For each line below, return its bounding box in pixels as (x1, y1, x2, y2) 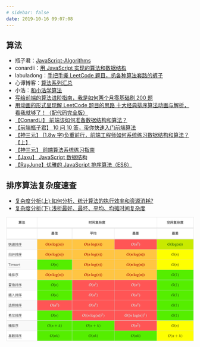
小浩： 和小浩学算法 (14, 87, 62, 94)
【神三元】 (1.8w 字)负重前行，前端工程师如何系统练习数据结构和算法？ (14, 132, 189, 139)
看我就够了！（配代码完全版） (14, 109, 88, 116)
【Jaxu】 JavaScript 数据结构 (14, 154, 87, 161)
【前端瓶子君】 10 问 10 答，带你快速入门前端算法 (14, 124, 136, 131)
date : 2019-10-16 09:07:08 (6, 15, 73, 22)
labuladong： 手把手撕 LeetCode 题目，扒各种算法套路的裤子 (14, 72, 164, 79)
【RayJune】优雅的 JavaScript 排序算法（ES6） (14, 161, 133, 168)
